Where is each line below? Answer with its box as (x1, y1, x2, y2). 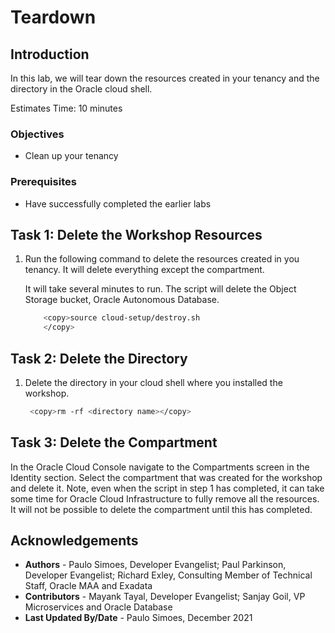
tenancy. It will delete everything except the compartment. (24, 264, 265, 276)
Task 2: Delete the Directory (10, 350, 188, 367)
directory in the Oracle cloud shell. (10, 83, 153, 95)
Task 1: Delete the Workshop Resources (10, 226, 263, 243)
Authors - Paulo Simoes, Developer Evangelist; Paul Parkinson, (24, 559, 287, 571)
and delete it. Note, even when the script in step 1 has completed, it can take (10, 482, 325, 494)
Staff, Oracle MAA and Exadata (24, 580, 153, 592)
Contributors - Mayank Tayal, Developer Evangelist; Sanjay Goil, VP (24, 591, 306, 603)
